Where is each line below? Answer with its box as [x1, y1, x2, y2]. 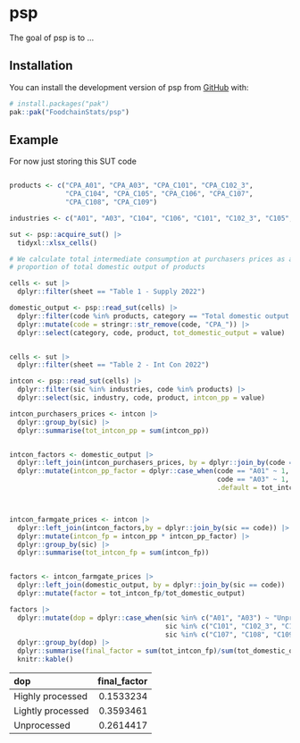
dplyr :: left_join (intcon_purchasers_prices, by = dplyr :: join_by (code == [17, 459, 297, 468]
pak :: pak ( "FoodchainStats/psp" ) [9, 107, 129, 116]
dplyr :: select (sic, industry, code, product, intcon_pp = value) [17, 393, 266, 402]
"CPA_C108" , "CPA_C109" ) [65, 198, 158, 207]
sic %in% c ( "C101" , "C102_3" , [164, 621, 278, 630]
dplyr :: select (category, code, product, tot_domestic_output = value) [17, 328, 286, 337]
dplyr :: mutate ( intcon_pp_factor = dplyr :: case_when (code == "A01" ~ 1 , [17, 467, 290, 476]
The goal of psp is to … [9, 32, 95, 43]
